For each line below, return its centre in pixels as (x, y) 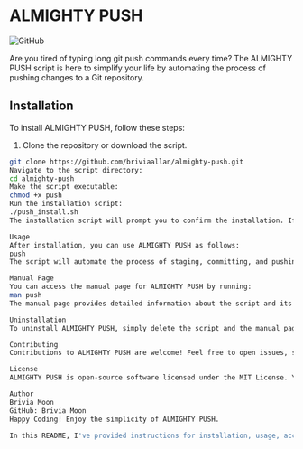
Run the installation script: (66, 204)
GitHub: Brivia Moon (48, 411)
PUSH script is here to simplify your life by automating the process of (138, 68)
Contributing (34, 344)
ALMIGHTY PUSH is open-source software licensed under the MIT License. (149, 378)
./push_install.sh (44, 212)
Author (22, 394)
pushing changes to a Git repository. (77, 77)
